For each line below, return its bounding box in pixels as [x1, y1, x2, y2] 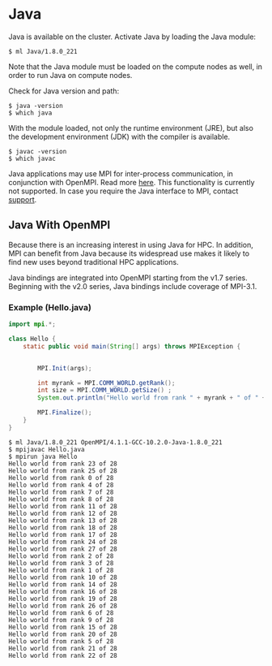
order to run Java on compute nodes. [8, 70, 133, 80]
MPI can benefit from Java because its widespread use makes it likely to [8, 249, 249, 258]
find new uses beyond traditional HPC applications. [8, 257, 180, 266]
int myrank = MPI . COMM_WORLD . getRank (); [37, 378, 176, 387]
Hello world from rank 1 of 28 [8, 566, 114, 574]
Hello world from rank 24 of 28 [8, 538, 117, 546]
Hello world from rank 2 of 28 [8, 551, 114, 560]
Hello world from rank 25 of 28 [8, 466, 117, 475]
